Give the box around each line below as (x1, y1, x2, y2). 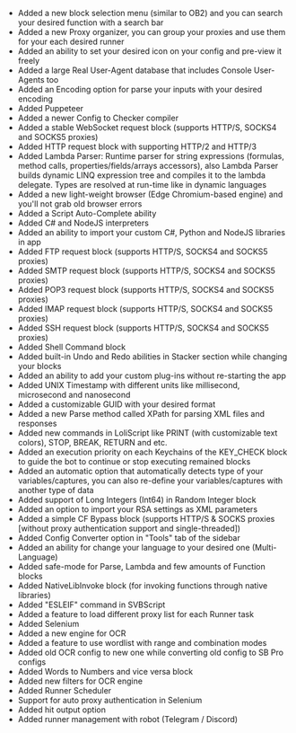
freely (17, 56, 40, 66)
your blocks (17, 361, 62, 371)
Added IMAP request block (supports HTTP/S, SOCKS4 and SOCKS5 (17, 304, 274, 314)
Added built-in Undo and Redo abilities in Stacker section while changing (17, 351, 288, 362)
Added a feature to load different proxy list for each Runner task (17, 609, 254, 619)
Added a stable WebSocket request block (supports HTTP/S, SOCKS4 (17, 122, 277, 133)
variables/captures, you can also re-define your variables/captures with (17, 475, 283, 486)
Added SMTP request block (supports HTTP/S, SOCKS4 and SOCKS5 (17, 265, 276, 276)
